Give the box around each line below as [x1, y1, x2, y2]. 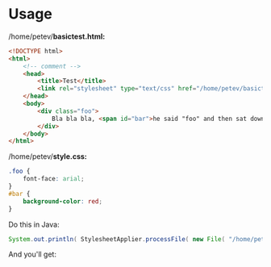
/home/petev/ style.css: [8, 152, 87, 161]
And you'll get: [8, 249, 56, 259]
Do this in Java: [8, 219, 60, 229]
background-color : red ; [23, 197, 103, 206]
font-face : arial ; [23, 175, 85, 183]
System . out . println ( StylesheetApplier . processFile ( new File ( [8, 235, 226, 243]
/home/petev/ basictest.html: [8, 31, 106, 41]
